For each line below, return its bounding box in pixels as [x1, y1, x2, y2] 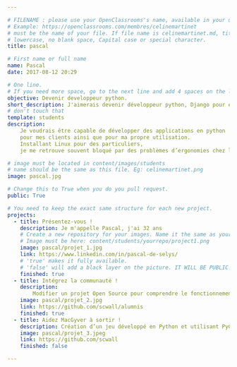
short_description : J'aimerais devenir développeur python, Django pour [7, 101, 226, 108]
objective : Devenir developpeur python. [7, 95, 128, 102]
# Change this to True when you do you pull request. [7, 186, 169, 193]
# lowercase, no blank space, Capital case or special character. [7, 36, 207, 43]
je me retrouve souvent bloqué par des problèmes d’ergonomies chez [20, 147, 226, 154]
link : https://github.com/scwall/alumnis [20, 303, 143, 311]
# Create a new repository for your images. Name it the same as [20, 231, 217, 239]
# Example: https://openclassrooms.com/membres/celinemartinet [7, 23, 197, 30]
